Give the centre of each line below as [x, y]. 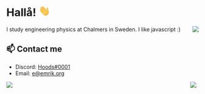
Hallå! [21, 12]
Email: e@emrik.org [40, 73]
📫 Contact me [34, 49]
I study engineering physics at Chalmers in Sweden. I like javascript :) [94, 30]
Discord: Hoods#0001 [42, 67]
